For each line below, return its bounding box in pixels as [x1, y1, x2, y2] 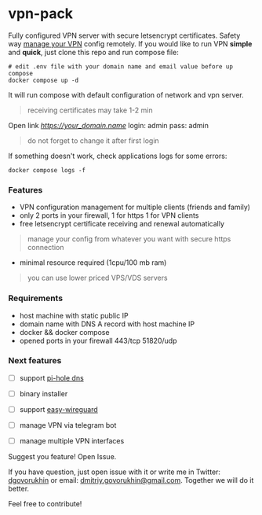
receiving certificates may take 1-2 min [27, 105, 153, 115]
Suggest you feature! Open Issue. [8, 452, 117, 462]
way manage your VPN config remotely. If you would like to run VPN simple [8, 39, 253, 48]
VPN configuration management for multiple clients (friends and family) [19, 202, 251, 212]
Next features [8, 355, 62, 366]
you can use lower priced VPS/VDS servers [27, 273, 168, 283]
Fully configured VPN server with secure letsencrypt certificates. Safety [8, 31, 241, 40]
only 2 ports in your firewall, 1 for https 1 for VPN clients [19, 211, 199, 220]
